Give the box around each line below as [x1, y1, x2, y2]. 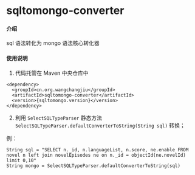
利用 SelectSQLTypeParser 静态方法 [15, 114, 102, 122]
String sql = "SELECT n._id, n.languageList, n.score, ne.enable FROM [6, 146, 189, 153]
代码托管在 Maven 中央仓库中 [15, 69, 89, 77]
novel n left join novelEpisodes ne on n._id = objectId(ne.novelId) [6, 152, 186, 158]
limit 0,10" [6, 157, 36, 163]
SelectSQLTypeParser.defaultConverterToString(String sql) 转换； [15, 122, 185, 129]
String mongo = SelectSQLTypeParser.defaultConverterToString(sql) [6, 162, 181, 169]
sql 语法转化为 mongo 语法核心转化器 [6, 39, 100, 47]
